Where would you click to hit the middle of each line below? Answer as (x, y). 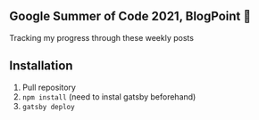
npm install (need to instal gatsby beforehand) (109, 96)
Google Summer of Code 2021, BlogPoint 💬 (130, 16)
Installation (41, 66)
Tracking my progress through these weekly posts (102, 37)
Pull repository (49, 87)
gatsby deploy (48, 107)
